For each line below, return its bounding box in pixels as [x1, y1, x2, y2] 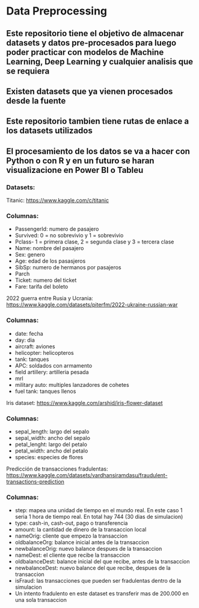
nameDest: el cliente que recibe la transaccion [14, 551, 130, 559]
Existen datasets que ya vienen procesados [6, 86, 173, 96]
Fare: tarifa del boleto [14, 283, 69, 290]
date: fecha [14, 330, 43, 337]
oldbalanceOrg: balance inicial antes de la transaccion [14, 539, 149, 546]
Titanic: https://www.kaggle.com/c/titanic [6, 197, 109, 204]
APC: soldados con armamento [14, 362, 93, 369]
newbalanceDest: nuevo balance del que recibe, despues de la [14, 565, 171, 572]
